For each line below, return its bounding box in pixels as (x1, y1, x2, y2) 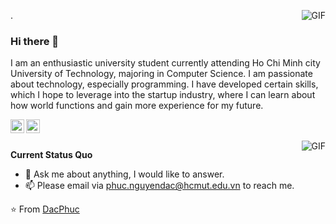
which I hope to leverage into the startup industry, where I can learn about (10, 89, 316, 101)
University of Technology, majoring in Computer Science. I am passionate (10, 68, 313, 80)
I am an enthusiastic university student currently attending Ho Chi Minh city (10, 57, 321, 69)
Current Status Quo (10, 149, 93, 161)
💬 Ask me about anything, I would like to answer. (24, 168, 225, 180)
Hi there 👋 (10, 34, 60, 48)
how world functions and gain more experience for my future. (10, 100, 264, 112)
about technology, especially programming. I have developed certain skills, (10, 78, 319, 90)
